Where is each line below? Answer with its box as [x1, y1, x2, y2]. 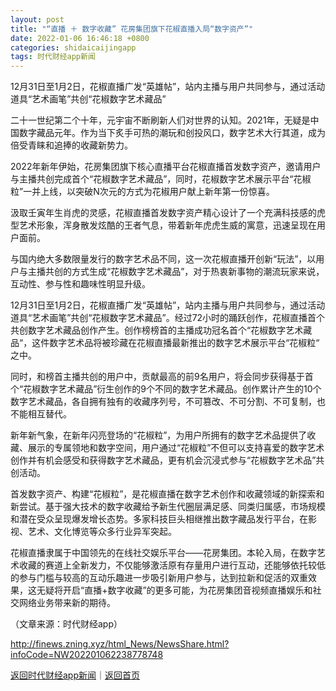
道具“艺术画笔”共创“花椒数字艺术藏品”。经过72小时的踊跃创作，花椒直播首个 [10, 312, 326, 324]
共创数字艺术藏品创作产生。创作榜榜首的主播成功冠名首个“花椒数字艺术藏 [10, 324, 313, 336]
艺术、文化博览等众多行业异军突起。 [27, 526, 177, 538]
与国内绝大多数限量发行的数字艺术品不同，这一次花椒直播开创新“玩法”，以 [10, 253, 317, 265]
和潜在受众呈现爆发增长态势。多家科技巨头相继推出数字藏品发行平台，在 [10, 513, 308, 525]
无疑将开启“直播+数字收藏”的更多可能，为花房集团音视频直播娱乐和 [36, 584, 313, 596]
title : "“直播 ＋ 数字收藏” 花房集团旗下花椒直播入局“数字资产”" [10, 24, 254, 34]
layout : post [10, 14, 65, 25]
